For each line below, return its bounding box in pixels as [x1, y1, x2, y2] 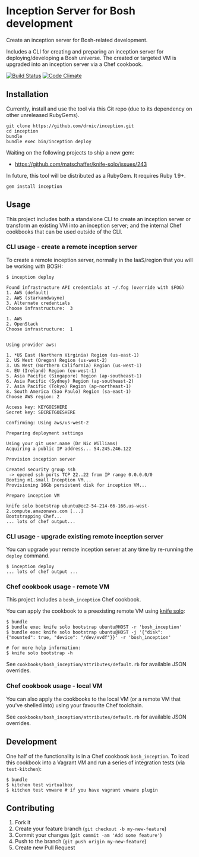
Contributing [6, 803, 55, 813]
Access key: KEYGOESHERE [6, 404, 68, 410]
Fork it [14, 819, 31, 826]
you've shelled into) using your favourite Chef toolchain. [6, 701, 144, 708]
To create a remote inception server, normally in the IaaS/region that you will [6, 256, 193, 263]
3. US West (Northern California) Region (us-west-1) [6, 363, 143, 368]
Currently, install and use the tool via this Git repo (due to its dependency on [6, 105, 192, 112]
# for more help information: [6, 645, 81, 651]
